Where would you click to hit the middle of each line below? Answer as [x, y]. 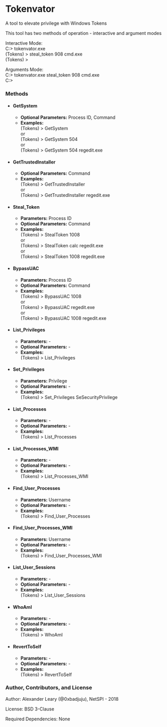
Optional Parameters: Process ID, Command [68, 117]
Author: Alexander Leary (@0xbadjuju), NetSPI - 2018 [62, 699]
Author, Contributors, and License [49, 688]
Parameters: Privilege [44, 381]
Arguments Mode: [24, 69]
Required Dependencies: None [38, 719]
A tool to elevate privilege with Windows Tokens [56, 23]
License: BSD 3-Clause [30, 709]
